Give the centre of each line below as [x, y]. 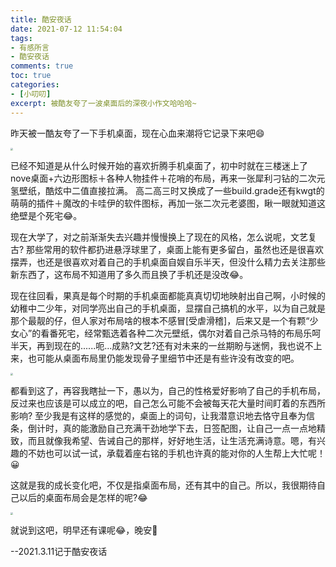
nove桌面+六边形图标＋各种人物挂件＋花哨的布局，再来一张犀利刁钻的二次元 [168, 178]
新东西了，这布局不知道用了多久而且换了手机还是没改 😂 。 [129, 274]
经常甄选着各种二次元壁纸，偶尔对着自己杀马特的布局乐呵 [203, 333]
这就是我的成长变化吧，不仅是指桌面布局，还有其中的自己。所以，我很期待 [163, 485]
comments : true [42, 66]
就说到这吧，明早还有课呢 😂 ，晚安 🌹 [84, 530]
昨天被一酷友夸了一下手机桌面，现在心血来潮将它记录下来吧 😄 [137, 133]
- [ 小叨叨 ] [31, 94]
